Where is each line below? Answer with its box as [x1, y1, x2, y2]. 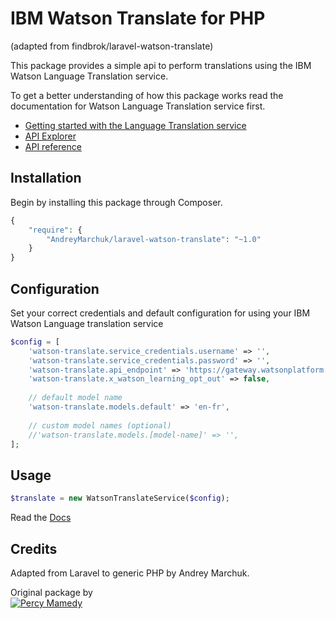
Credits [10, 540, 58, 557]
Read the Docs [10, 512, 72, 524]
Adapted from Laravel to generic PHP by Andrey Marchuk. [10, 567, 250, 579]
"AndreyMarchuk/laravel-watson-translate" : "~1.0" [46, 234, 262, 244]
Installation [10, 170, 82, 187]
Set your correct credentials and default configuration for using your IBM [10, 307, 311, 319]
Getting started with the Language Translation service [24, 119, 247, 131]
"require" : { [28, 225, 83, 235]
